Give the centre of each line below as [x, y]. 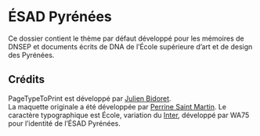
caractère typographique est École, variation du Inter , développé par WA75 [129, 115]
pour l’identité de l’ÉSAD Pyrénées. [65, 123]
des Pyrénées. [31, 55]
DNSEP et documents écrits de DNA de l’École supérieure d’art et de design [130, 46]
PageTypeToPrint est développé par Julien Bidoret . [90, 98]
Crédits [27, 79]
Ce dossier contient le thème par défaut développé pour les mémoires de [126, 38]
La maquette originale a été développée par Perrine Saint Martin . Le [117, 106]
